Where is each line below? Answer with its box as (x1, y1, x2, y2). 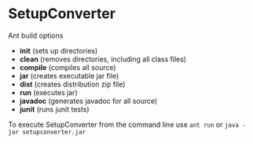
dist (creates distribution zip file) (19, 79, 126, 89)
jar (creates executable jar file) (19, 71, 119, 80)
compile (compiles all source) (19, 62, 116, 72)
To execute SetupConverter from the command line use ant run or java (8, 120, 240, 129)
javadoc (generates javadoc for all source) (19, 96, 158, 105)
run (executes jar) (19, 87, 78, 97)
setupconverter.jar (22, 127, 86, 136)
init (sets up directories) (19, 46, 98, 55)
